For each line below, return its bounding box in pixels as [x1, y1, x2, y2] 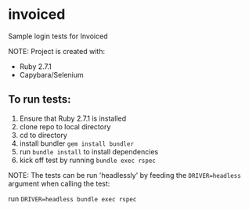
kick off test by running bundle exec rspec [19, 155, 157, 165]
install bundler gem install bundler [19, 139, 135, 148]
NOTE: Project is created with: [8, 46, 106, 56]
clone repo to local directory [19, 121, 111, 131]
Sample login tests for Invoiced [8, 31, 108, 41]
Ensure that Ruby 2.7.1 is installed [19, 114, 127, 123]
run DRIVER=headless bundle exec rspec [8, 194, 137, 203]
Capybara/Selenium [19, 70, 84, 79]
